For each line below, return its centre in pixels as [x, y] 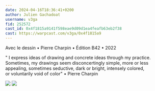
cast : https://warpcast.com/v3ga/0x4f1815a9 [53, 33]
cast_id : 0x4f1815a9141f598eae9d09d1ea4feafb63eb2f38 [64, 29]
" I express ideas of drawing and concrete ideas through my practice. [78, 58]
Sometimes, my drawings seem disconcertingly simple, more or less [77, 63]
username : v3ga [21, 19]
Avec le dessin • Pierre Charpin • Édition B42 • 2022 [61, 48]
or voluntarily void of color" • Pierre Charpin [52, 74]
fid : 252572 [18, 24]
